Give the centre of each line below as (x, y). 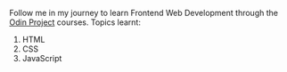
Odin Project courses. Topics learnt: (75, 22)
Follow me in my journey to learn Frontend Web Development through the (144, 13)
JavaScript (42, 58)
